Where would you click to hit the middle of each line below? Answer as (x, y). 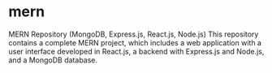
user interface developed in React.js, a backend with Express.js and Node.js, (136, 51)
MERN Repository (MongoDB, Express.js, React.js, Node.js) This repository (134, 34)
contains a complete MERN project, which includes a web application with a (135, 42)
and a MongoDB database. (53, 60)
